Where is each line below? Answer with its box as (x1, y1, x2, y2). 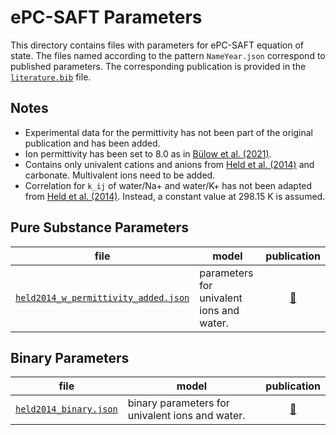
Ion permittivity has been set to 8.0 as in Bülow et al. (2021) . (24, 147, 272, 160)
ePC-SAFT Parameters (10, 6, 203, 29)
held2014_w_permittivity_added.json (15, 292, 190, 303)
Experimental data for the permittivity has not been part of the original (24, 126, 313, 138)
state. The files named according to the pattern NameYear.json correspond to (10, 49, 326, 61)
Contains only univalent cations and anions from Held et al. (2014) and (24, 158, 315, 170)
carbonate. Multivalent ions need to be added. (24, 169, 216, 181)
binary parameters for (127, 396, 230, 410)
